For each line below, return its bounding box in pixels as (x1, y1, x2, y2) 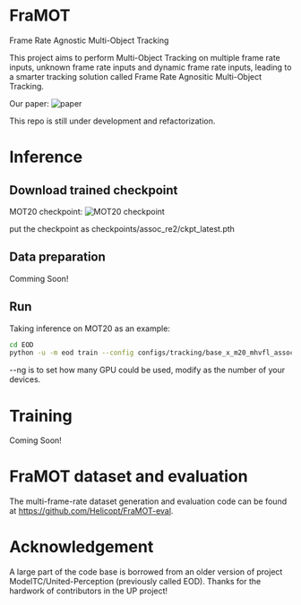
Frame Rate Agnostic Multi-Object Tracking (9, 35, 169, 46)
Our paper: (9, 98, 49, 108)
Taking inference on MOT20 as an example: (9, 323, 170, 334)
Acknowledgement (9, 537, 154, 558)
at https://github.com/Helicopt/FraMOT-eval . (9, 506, 174, 516)
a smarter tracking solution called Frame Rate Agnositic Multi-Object (9, 71, 262, 81)
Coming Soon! (9, 435, 63, 446)
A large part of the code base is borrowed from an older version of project (9, 567, 283, 577)
